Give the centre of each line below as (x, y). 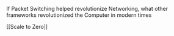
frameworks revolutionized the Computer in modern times (79, 15)
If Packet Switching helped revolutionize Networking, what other (87, 9)
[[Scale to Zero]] (27, 27)
